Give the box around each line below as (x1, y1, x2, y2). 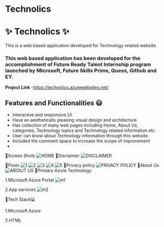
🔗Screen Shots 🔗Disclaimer (5, 153, 80, 159)
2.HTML (5, 218, 22, 224)
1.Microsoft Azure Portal (5, 177, 54, 183)
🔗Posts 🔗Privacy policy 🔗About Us (5, 162, 159, 168)
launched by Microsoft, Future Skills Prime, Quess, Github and (5, 67, 157, 74)
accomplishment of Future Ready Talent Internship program (5, 61, 151, 68)
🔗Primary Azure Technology (34, 167, 92, 173)
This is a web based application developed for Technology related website (5, 43, 156, 49)
